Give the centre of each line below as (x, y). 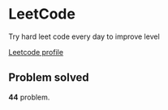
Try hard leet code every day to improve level (84, 36)
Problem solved (49, 78)
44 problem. (29, 97)
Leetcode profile (36, 52)
